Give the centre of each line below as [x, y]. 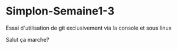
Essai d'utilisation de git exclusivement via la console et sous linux [89, 28]
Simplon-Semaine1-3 [60, 11]
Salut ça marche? [27, 39]
